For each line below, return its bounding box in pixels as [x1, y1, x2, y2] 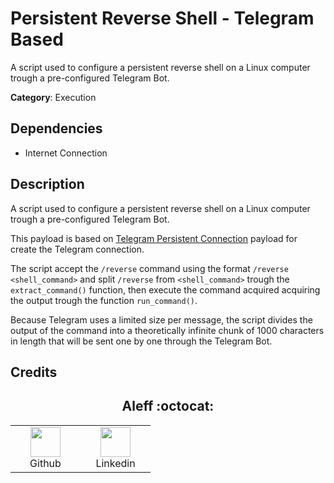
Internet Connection [24, 147, 108, 159]
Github [29, 456, 62, 470]
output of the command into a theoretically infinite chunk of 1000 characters [10, 324, 325, 336]
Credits [10, 363, 58, 381]
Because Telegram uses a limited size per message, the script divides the [10, 313, 313, 326]
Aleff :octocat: [121, 398, 215, 415]
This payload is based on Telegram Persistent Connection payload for [10, 232, 298, 244]
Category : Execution [10, 91, 97, 103]
